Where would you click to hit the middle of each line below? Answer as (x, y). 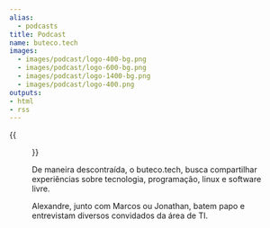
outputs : (26, 92)
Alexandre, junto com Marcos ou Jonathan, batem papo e (139, 206)
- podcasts (38, 26)
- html (22, 101)
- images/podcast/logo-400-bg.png (82, 59)
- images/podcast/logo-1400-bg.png (84, 76)
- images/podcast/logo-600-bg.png (82, 68)
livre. (41, 189)
